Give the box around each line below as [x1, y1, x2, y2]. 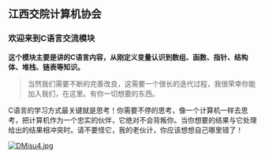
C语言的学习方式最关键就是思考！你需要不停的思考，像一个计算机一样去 [8, 105, 242, 115]
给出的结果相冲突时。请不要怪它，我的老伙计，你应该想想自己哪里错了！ [8, 125, 243, 134]
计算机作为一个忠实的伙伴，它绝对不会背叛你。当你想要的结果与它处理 [28, 115, 257, 124]
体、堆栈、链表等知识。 [8, 62, 84, 72]
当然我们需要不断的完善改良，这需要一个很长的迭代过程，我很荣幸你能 [27, 79, 256, 88]
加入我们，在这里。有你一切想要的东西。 [27, 89, 159, 98]
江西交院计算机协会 [8, 7, 102, 21]
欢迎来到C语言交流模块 [8, 33, 95, 44]
